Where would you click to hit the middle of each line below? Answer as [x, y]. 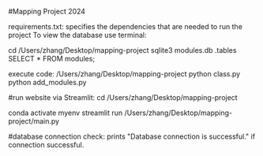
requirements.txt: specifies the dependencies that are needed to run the [126, 26]
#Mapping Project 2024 [47, 11]
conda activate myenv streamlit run [66, 113]
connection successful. [46, 145]
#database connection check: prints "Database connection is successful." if [131, 136]
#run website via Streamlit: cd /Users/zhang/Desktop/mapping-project [123, 97]
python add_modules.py [47, 82]
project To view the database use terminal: [77, 35]
